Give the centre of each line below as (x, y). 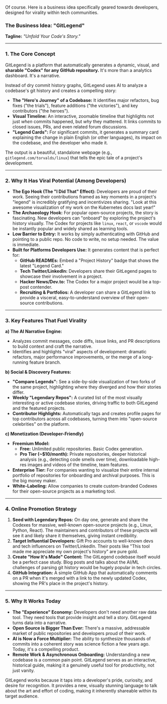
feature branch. (45, 362)
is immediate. (26, 244)
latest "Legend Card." (42, 266)
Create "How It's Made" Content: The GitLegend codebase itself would (86, 557)
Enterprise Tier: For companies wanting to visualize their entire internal (85, 470)
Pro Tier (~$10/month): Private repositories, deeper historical (83, 454)
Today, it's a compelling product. (46, 649)
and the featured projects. (39, 408)
